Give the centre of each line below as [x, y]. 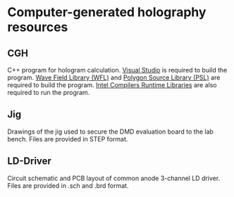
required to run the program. [49, 93]
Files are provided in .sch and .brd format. [68, 185]
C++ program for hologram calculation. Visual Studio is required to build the [117, 70]
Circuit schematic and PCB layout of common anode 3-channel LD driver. [114, 178]
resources [38, 27]
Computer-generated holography [107, 12]
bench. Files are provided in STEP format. [68, 139]
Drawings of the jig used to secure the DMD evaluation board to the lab [110, 132]
